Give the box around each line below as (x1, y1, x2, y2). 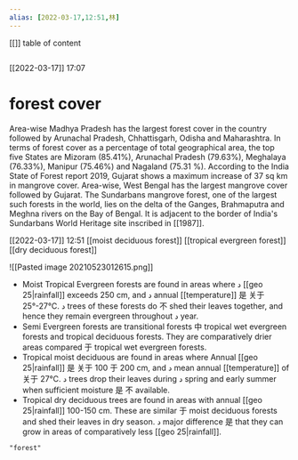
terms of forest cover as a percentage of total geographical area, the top (9, 141, 275, 152)
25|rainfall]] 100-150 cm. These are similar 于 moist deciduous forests (21, 405, 278, 416)
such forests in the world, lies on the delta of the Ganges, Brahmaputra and (9, 198, 285, 209)
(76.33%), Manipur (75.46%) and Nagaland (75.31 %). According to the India (9, 161, 289, 172)
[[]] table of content (9, 37, 82, 48)
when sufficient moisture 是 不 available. (21, 384, 171, 395)
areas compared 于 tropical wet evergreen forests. (21, 342, 207, 352)
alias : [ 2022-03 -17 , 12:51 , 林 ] (9, 12, 120, 22)
